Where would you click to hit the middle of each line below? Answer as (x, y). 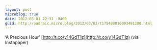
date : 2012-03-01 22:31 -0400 (36, 19)
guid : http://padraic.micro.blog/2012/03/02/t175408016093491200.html (79, 23)
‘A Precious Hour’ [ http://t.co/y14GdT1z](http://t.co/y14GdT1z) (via (72, 37)
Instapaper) (17, 43)
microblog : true (22, 14)
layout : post (18, 10)
